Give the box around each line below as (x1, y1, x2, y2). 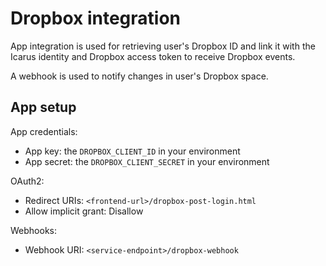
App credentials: (10, 125, 78, 137)
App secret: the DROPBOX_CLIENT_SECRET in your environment (24, 155, 270, 167)
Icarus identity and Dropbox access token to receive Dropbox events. (10, 50, 296, 62)
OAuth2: (10, 175, 45, 187)
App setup (10, 99, 77, 116)
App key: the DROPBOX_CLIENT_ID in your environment (24, 145, 241, 157)
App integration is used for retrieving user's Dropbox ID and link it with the (10, 40, 316, 52)
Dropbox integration (10, 7, 181, 30)
